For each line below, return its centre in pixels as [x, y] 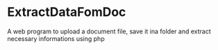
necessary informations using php [56, 38]
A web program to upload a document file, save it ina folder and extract [109, 31]
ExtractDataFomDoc [67, 12]
